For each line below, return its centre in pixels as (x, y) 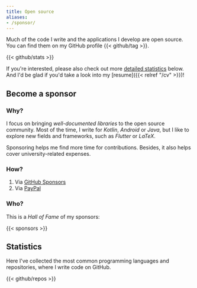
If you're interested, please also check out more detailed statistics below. (95, 69)
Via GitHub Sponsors (40, 182)
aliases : (17, 17)
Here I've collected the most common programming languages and (88, 261)
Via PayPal (28, 188)
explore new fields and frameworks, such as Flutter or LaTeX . (81, 136)
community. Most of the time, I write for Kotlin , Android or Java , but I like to (98, 130)
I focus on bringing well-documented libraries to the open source (85, 124)
